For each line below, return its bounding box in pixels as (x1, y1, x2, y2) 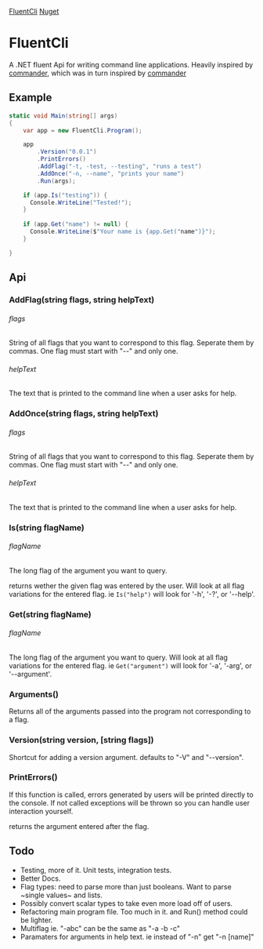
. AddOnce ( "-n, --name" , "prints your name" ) (37, 169, 185, 177)
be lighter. (20, 915, 53, 925)
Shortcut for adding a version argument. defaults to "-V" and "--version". (9, 752, 244, 762)
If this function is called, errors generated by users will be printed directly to (9, 790, 254, 799)
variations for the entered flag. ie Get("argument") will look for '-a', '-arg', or (9, 660, 253, 670)
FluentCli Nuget (9, 7, 59, 16)
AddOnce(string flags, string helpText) (9, 408, 159, 419)
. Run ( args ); (37, 176, 77, 185)
